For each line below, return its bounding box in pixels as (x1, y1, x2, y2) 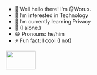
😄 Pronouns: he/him (14, 30, 65, 37)
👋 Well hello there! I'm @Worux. (14, 6, 92, 12)
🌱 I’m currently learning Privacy (14, 18, 91, 25)
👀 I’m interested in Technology (14, 12, 89, 19)
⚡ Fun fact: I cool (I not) (14, 37, 72, 44)
